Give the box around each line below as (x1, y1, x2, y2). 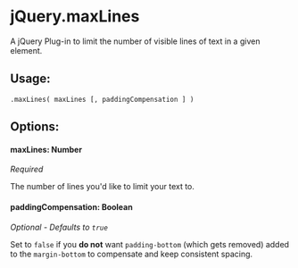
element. (10, 45, 43, 55)
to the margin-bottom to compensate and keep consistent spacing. (10, 248, 253, 259)
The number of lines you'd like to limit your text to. (10, 181, 195, 192)
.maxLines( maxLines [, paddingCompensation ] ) (10, 95, 195, 104)
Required (10, 163, 44, 175)
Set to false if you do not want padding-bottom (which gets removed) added (10, 239, 289, 249)
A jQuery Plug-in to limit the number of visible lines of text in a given (10, 36, 261, 46)
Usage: (10, 71, 52, 87)
